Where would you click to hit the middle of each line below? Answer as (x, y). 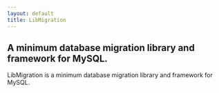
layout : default (30, 13)
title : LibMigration (37, 20)
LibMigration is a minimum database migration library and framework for (110, 75)
